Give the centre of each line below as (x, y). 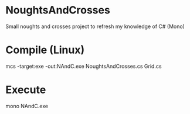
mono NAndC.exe (27, 106)
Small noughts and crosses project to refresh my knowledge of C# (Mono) (95, 26)
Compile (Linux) (45, 50)
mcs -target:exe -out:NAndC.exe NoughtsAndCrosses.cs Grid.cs (84, 66)
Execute (26, 90)
